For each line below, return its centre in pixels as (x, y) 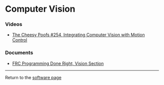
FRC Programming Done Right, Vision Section (58, 63)
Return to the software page (33, 77)
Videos (14, 24)
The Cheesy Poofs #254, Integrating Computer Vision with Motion (78, 35)
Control (20, 40)
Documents (19, 53)
